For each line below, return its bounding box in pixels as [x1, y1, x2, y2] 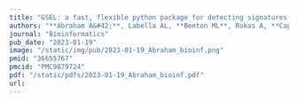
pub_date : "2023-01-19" [9, 37, 98, 47]
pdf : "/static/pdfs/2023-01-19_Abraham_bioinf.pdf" [9, 71, 204, 80]
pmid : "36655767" [9, 54, 74, 63]
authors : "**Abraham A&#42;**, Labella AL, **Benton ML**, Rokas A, [9, 21, 268, 30]
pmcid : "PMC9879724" [9, 63, 86, 72]
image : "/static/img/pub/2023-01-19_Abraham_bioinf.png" [9, 46, 224, 55]
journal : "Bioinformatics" [9, 29, 109, 38]
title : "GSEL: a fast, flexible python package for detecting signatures [9, 12, 288, 22]
